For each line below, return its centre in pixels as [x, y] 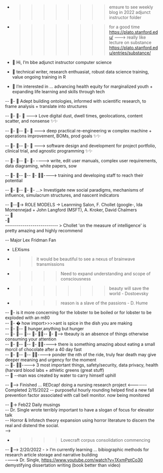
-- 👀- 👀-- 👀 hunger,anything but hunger [45, 329]
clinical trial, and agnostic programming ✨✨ [49, 151]
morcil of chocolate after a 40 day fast [43, 349]
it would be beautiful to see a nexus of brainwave [86, 259]
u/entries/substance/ [130, 53]
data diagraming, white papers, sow [41, 166]
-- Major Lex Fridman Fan [31, 240]
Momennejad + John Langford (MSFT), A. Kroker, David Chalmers [71, 210]
